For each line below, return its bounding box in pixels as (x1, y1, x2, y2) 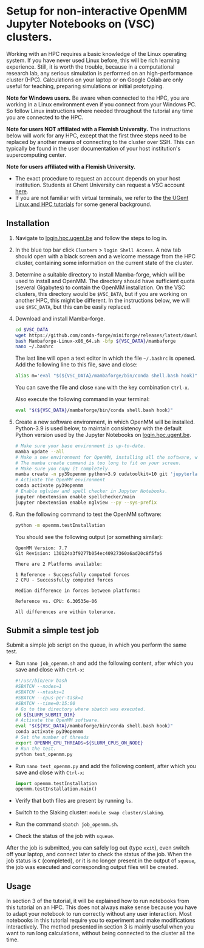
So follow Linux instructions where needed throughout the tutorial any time (6, 107, 193, 114)
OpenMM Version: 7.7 (15, 545, 67, 551)
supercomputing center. (6, 151, 67, 159)
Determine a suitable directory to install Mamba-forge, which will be (15, 270, 185, 278)
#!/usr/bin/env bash (15, 678, 67, 684)
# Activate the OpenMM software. (15, 717, 100, 724)
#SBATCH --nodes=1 (15, 684, 62, 690)
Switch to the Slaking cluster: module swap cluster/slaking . (15, 809, 165, 816)
